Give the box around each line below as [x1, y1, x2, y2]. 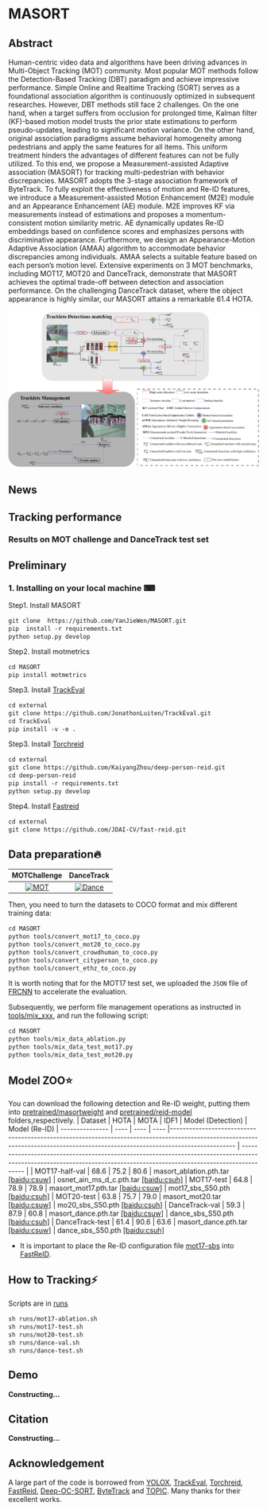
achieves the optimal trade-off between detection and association [8, 278, 224, 286]
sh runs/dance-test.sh [8, 1346, 83, 1355]
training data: [8, 909, 52, 918]
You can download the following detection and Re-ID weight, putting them [8, 1099, 250, 1108]
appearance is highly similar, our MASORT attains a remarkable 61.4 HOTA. [8, 294, 253, 303]
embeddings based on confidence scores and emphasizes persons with [8, 227, 245, 235]
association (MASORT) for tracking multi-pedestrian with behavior [8, 168, 225, 177]
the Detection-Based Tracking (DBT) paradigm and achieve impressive [8, 75, 240, 84]
